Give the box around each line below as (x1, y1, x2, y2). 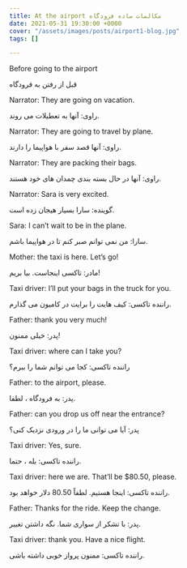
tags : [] (9, 34, 39, 43)
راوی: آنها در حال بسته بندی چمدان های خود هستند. (9, 173, 161, 183)
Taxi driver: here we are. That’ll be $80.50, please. (9, 472, 177, 482)
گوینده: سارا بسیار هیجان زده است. (9, 205, 115, 215)
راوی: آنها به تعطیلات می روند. (9, 111, 100, 121)
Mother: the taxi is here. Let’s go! (9, 252, 119, 262)
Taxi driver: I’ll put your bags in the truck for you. (9, 284, 172, 293)
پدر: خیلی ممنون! (9, 331, 61, 340)
